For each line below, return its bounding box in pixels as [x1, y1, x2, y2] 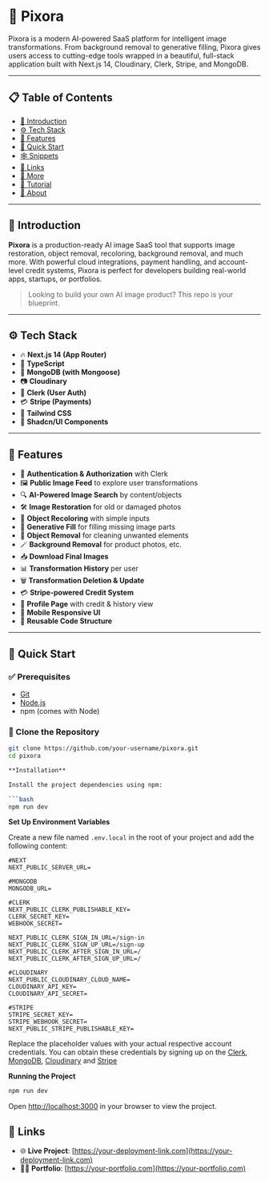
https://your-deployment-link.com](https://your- [74, 1146, 233, 1156]
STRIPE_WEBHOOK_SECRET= [8, 1018, 88, 1026]
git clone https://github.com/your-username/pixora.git [8, 744, 199, 752]
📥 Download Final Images [19, 552, 109, 562]
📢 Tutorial [19, 179, 52, 189]
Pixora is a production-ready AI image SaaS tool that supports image [8, 240, 235, 249]
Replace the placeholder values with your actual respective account [8, 1039, 232, 1049]
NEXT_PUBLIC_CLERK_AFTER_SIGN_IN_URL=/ [8, 948, 142, 956]
